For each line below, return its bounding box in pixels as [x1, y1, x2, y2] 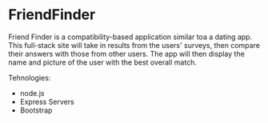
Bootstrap [19, 105, 53, 115]
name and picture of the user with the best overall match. [8, 58, 198, 67]
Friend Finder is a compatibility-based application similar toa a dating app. [8, 32, 253, 42]
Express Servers [19, 97, 74, 106]
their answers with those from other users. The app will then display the [8, 49, 246, 58]
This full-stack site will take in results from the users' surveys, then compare [8, 40, 260, 50]
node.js [19, 88, 46, 97]
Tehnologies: [8, 73, 51, 82]
